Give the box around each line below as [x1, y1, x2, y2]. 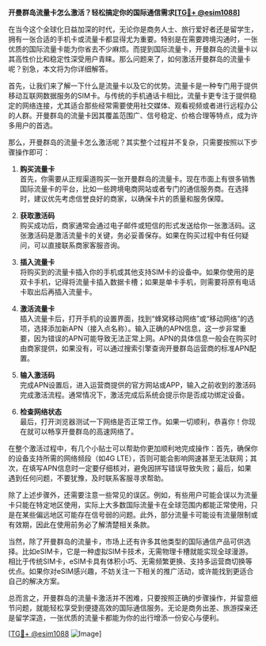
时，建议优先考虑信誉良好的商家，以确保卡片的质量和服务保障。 [19, 194, 228, 203]
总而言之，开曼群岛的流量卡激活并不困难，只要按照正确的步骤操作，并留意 [8, 594, 251, 602]
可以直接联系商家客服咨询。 [33, 241, 124, 250]
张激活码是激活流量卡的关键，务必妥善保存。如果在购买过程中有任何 [19, 231, 242, 240]
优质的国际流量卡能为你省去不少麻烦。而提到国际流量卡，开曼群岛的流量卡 [8, 44, 251, 54]
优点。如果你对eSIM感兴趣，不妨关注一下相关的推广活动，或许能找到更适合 [8, 567, 254, 575]
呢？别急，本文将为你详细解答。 [8, 64, 112, 74]
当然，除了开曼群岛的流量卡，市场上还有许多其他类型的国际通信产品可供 [8, 537, 244, 546]
